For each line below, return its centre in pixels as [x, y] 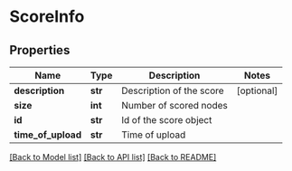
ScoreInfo [47, 17]
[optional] [257, 90]
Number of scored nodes [174, 105]
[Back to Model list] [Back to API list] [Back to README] [113, 157]
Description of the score [173, 90]
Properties [40, 50]
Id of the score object [167, 120]
